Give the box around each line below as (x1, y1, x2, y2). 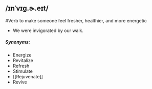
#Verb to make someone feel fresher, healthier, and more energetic (5, 17, 147, 23)
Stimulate (12, 68, 33, 74)
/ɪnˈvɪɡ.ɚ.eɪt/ (5, 4, 49, 13)
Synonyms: (5, 39, 31, 45)
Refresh (12, 63, 30, 69)
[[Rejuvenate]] (12, 73, 44, 79)
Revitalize (12, 57, 33, 63)
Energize (12, 52, 32, 58)
